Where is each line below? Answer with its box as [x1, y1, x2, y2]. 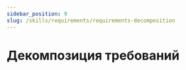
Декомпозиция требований [6, 47, 180, 64]
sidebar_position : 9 [6, 10, 68, 18]
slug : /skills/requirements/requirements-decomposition [6, 17, 175, 24]
